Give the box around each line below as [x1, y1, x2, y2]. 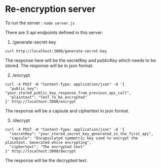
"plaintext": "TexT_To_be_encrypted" [9, 95, 87, 100]
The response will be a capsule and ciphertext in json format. [5, 108, 130, 113]
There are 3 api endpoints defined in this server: [5, 29, 103, 35]
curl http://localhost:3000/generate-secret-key [5, 49, 107, 54]
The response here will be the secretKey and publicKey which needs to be [5, 57, 157, 63]
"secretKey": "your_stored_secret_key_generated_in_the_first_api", [9, 131, 154, 136]
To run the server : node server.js [5, 20, 75, 26]
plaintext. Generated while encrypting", [5, 140, 92, 145]
